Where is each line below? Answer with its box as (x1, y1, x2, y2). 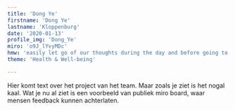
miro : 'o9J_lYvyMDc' (7, 43, 68, 50)
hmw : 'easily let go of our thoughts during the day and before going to (7, 50, 229, 57)
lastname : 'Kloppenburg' (7, 23, 80, 30)
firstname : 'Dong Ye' (7, 17, 71, 24)
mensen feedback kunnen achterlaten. (7, 96, 120, 104)
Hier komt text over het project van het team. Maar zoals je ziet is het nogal (7, 81, 225, 90)
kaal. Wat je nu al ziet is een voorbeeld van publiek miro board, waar (7, 88, 205, 97)
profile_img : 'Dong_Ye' (7, 36, 77, 43)
